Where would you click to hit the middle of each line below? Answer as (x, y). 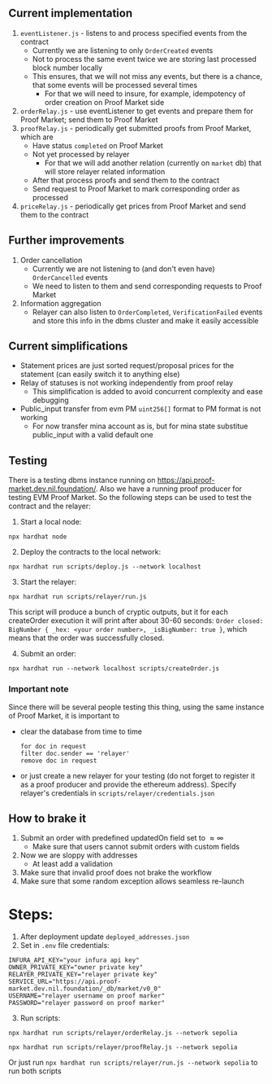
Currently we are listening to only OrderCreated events (123, 50)
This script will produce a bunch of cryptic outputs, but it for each (119, 612)
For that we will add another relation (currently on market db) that (153, 163)
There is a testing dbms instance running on (82, 481)
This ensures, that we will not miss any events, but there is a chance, (147, 76)
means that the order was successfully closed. (86, 638)
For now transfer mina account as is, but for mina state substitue (140, 426)
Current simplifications (68, 347)
